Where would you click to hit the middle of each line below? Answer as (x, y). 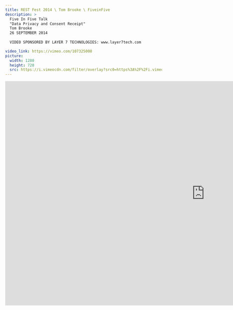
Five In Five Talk (29, 19)
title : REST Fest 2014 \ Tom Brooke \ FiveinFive (58, 10)
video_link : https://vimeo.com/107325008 (49, 51)
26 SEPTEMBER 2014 (29, 33)
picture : (14, 56)
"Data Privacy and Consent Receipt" (48, 24)
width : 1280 (22, 60)
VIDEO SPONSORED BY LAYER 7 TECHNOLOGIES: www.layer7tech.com (75, 42)
